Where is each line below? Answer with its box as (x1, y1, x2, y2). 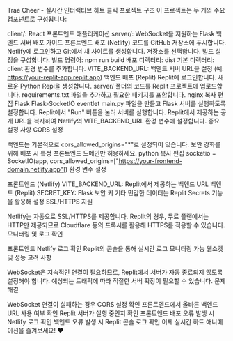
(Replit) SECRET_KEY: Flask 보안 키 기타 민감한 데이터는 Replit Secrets (14, 189, 211, 197)
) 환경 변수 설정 (65, 165, 106, 173)
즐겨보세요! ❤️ (25, 326, 64, 335)
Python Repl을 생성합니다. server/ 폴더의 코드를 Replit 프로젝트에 (19, 82, 199, 90)
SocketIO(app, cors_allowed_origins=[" (7, 157, 120, 165)
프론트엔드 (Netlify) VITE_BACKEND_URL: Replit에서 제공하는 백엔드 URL (7, 180, 209, 188)
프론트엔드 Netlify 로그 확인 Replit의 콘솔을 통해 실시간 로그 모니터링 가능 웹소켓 (7, 245, 224, 252)
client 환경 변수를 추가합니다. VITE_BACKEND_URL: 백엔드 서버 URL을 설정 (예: (7, 65, 224, 73)
